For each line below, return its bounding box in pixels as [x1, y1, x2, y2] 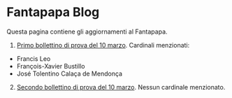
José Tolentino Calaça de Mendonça [16, 69, 123, 78]
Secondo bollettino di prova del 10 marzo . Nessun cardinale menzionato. [16, 83, 226, 91]
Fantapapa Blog [6, 4, 100, 20]
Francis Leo [16, 54, 51, 63]
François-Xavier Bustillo [16, 62, 85, 70]
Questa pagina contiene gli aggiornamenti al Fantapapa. [6, 27, 168, 36]
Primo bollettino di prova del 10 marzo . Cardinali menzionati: [16, 41, 190, 49]
